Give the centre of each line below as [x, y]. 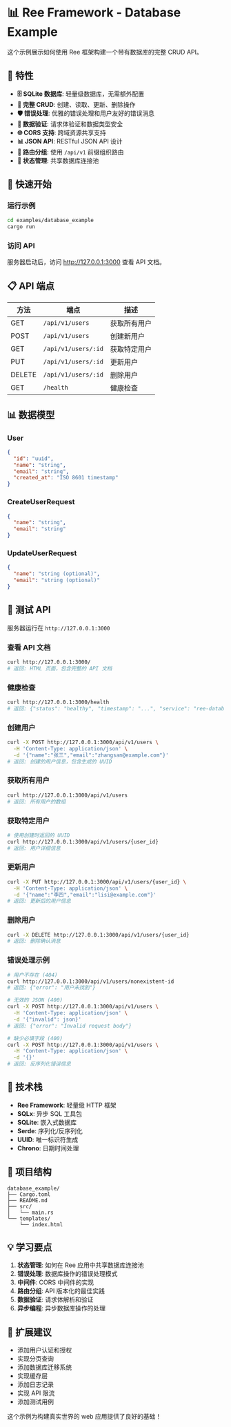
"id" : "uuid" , [33, 459]
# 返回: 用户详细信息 [34, 848]
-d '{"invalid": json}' [47, 1019]
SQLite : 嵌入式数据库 [47, 1122]
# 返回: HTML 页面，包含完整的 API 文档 [60, 668]
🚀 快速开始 [29, 184]
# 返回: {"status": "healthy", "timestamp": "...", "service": [99, 708]
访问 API [21, 246]
